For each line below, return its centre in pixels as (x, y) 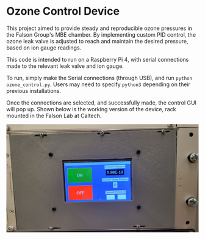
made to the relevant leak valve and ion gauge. (65, 66)
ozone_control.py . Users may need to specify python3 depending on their (99, 84)
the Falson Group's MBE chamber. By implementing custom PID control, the (101, 34)
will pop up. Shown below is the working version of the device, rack (91, 109)
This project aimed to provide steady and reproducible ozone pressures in (99, 28)
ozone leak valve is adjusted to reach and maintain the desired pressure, (97, 41)
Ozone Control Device (63, 11)
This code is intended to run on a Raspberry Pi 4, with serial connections (98, 59)
